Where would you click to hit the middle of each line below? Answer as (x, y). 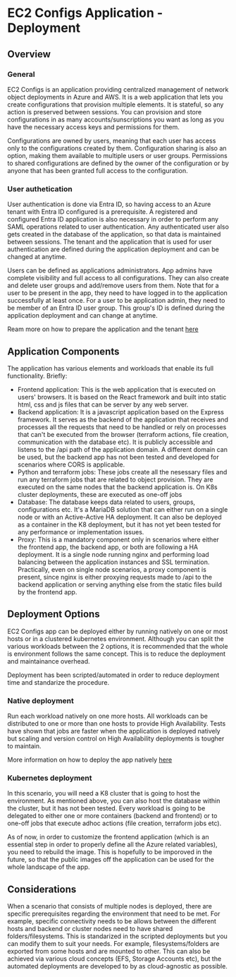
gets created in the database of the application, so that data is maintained (114, 234)
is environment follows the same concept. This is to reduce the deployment (117, 654)
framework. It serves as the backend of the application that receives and (123, 419)
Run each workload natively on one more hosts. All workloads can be (107, 716)
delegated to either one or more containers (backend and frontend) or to (112, 816)
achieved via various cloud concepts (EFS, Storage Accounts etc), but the (114, 959)
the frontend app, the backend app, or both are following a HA (108, 547)
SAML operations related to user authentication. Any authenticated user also (118, 227)
